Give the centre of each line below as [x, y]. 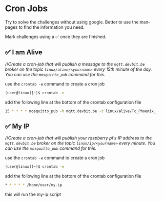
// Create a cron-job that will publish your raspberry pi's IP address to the [79, 138]
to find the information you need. [52, 27]
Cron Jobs [26, 9]
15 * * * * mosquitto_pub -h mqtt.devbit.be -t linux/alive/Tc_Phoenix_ [81, 111]
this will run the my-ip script [33, 194]
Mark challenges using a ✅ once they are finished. [56, 37]
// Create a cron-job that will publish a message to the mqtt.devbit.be [75, 64]
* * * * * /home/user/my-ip [34, 185]
